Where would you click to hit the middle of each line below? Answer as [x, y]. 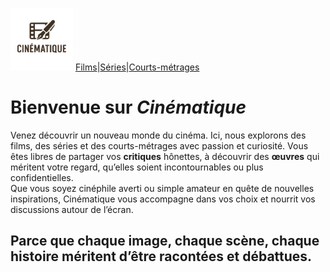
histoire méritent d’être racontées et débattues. [161, 256]
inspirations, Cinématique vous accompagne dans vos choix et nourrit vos [163, 199]
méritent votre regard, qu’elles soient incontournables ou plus [137, 167]
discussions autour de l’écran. [72, 209]
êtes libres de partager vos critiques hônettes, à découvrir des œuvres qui [165, 156]
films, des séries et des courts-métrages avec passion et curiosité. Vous [159, 145]
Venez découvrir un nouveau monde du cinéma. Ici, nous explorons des [158, 135]
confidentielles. [42, 177]
